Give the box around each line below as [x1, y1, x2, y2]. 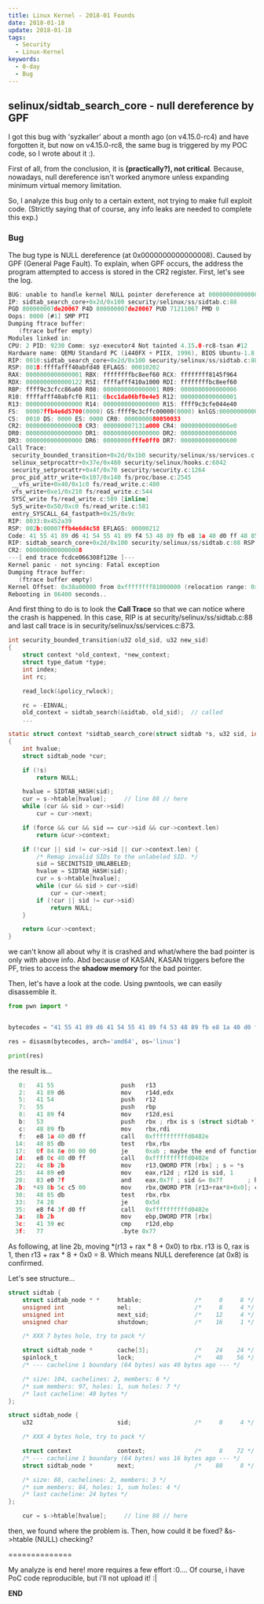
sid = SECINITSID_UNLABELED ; [36, 860, 132, 868]
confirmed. [8, 1259, 44, 1268]
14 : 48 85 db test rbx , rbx [15, 1139, 170, 1148]
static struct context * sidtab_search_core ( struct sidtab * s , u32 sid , [8, 730, 247, 738]
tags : [8, 33, 26, 42]
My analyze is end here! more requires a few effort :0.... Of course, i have [8, 1565, 245, 1575]
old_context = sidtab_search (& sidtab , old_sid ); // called [22, 708, 223, 716]
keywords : [8, 56, 41, 64]
